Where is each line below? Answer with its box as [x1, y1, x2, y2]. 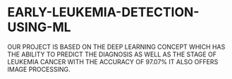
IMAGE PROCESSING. [7, 65, 71, 73]
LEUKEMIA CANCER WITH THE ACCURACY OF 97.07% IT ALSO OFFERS [7, 57, 219, 66]
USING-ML [7, 19, 72, 35]
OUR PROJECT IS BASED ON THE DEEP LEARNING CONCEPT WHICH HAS [7, 42, 226, 51]
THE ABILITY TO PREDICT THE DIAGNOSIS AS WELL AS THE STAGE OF [7, 50, 217, 59]
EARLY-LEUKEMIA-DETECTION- [7, 4, 200, 20]
